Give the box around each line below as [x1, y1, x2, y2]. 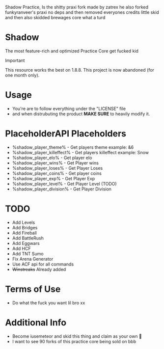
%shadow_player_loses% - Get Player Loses [12, 165, 103, 171]
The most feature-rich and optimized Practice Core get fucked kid [5, 48, 139, 54]
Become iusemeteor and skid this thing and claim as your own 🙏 [12, 333, 142, 339]
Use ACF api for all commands [12, 261, 74, 267]
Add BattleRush [12, 235, 44, 241]
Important [5, 57, 25, 63]
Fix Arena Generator [12, 256, 54, 262]
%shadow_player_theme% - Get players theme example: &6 [12, 144, 134, 150]
